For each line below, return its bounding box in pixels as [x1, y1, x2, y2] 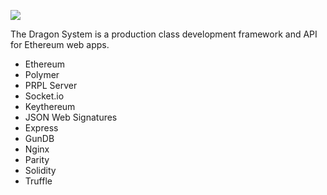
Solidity [24, 165, 57, 176]
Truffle [24, 175, 53, 187]
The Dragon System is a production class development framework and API [10, 28, 318, 40]
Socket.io [24, 90, 65, 102]
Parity [24, 154, 50, 165]
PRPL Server [24, 80, 78, 91]
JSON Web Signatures [24, 111, 118, 123]
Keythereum [24, 101, 76, 112]
